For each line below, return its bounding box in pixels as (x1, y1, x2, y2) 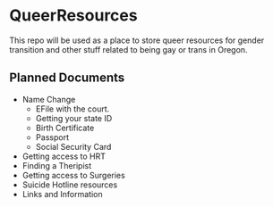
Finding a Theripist (21, 160, 92, 170)
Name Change (21, 94, 76, 104)
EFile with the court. (35, 103, 110, 114)
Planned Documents (9, 70, 125, 86)
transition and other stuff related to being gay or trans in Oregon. (9, 44, 248, 54)
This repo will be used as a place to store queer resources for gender (9, 35, 265, 46)
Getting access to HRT (21, 151, 106, 161)
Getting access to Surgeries (21, 170, 125, 180)
